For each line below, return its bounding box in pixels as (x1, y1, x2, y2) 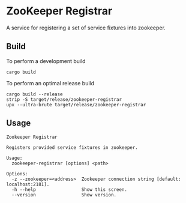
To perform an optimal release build (6, 79, 95, 86)
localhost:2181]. (6, 181, 50, 187)
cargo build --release (6, 91, 63, 97)
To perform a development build (6, 57, 86, 64)
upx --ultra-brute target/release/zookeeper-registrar (6, 101, 146, 108)
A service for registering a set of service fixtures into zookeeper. (6, 24, 166, 31)
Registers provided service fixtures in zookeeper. (6, 144, 138, 151)
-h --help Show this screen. (11, 186, 128, 193)
